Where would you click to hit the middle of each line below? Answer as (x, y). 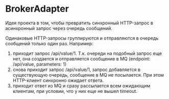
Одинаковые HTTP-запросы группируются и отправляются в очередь (82, 38)
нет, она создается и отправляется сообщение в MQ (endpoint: (81, 58)
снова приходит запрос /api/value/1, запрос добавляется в (76, 70)
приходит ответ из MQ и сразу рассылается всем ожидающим (81, 86)
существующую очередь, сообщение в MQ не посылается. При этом (88, 75)
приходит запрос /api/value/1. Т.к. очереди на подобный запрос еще (87, 53)
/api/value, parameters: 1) (40, 64)
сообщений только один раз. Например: (49, 43)
